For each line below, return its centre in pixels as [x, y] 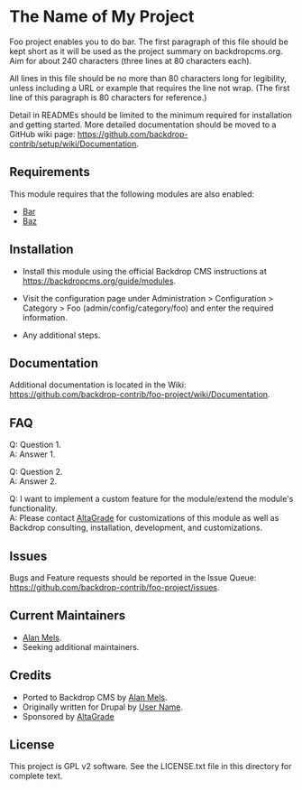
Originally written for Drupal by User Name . [102, 707]
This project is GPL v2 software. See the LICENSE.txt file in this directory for [151, 767]
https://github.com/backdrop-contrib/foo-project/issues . [114, 587]
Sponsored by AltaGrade [68, 716]
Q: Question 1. [35, 445]
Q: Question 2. [36, 472]
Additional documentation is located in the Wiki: [98, 385]
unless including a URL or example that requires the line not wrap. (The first [150, 88]
